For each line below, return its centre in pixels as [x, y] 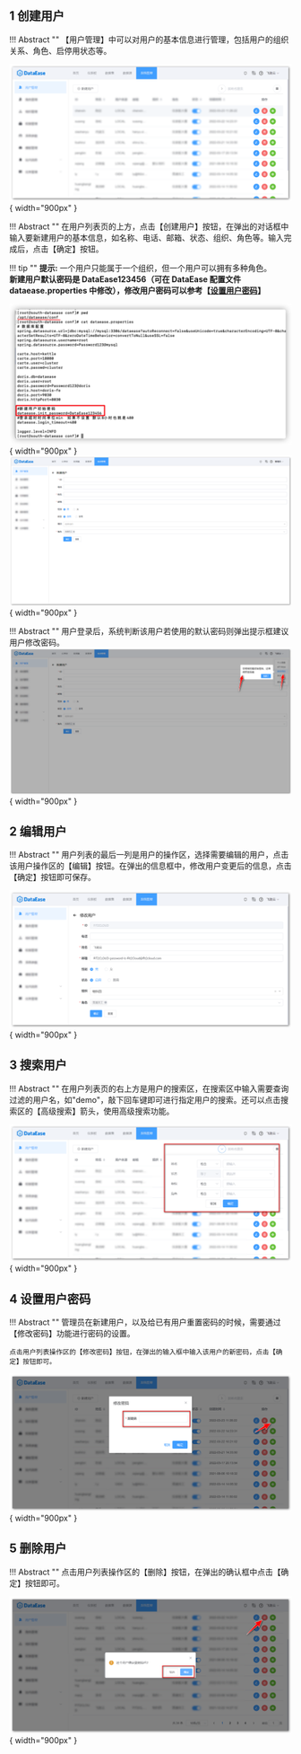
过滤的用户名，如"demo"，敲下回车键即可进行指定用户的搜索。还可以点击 [145, 1099]
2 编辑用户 [38, 831]
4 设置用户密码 [50, 1299]
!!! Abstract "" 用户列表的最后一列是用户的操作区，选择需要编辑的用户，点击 [149, 855]
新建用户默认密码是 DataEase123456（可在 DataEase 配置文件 [125, 279]
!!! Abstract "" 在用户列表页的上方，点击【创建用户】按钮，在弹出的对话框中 [149, 226]
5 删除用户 [38, 1549]
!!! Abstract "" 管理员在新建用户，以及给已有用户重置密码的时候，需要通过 [145, 1322]
